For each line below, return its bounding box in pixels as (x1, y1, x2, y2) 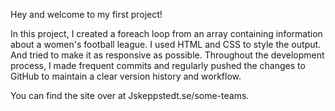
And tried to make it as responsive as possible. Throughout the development (10, 49, 325, 61)
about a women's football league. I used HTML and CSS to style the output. (10, 39, 322, 50)
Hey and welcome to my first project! (10, 9, 163, 20)
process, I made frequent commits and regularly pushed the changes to (10, 60, 306, 71)
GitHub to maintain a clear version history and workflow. (10, 70, 242, 82)
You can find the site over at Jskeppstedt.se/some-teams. (10, 90, 250, 101)
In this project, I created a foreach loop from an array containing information (10, 28, 323, 39)
